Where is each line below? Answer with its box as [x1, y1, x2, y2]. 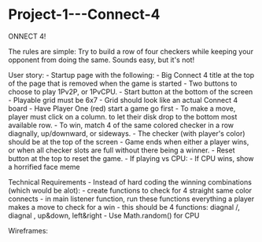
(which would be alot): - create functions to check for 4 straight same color [8, 185, 253, 195]
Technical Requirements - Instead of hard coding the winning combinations [8, 177, 252, 186]
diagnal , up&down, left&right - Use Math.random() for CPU [8, 211, 200, 220]
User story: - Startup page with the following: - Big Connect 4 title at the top [8, 70, 255, 79]
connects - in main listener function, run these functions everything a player [8, 194, 254, 203]
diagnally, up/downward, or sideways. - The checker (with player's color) [8, 128, 245, 138]
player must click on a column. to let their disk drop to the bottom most [8, 112, 238, 121]
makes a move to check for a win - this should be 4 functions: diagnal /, [8, 202, 240, 211]
